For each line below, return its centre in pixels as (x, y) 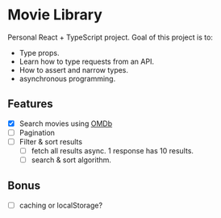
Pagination (37, 132)
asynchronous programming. (67, 78)
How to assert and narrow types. (74, 69)
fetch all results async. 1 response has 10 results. (113, 150)
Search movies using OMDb (66, 124)
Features (30, 104)
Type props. (39, 52)
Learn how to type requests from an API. (87, 61)
